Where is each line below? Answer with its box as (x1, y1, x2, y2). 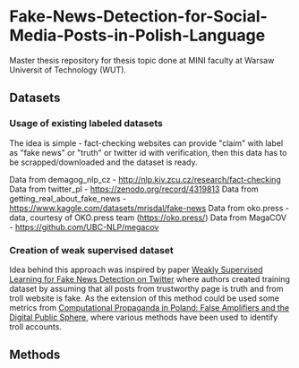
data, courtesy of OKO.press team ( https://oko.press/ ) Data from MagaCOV (9, 212, 287, 223)
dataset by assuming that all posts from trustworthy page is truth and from (9, 283, 284, 294)
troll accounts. (9, 321, 63, 332)
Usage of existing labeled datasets (9, 117, 164, 130)
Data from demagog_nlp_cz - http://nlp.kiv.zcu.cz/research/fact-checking (9, 174, 282, 184)
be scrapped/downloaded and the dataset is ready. (9, 157, 199, 167)
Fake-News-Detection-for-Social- (9, 6, 269, 27)
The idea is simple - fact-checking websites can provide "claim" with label (9, 137, 284, 149)
